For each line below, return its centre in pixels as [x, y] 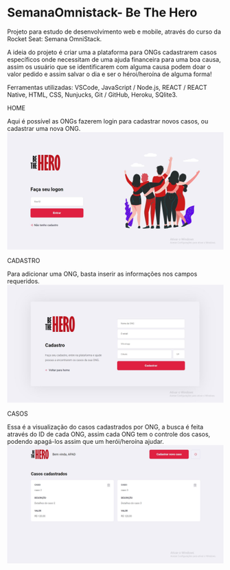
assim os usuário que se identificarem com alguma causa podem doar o [109, 67]
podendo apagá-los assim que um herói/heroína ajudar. [86, 442]
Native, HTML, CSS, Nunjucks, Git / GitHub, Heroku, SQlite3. [92, 95]
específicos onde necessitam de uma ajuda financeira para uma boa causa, [114, 59]
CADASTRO [24, 261]
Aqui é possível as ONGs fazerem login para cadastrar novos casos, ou [108, 121]
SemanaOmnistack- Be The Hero [102, 13]
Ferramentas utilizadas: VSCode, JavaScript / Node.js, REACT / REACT [107, 87]
